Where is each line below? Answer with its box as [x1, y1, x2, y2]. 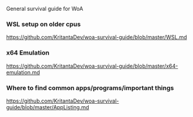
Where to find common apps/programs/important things [6, 83, 174, 92]
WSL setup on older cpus [6, 20, 81, 28]
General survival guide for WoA [6, 5, 83, 12]
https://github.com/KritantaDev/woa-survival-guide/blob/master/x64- [6, 62, 179, 70]
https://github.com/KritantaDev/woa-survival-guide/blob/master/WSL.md [6, 34, 188, 41]
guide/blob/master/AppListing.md [6, 103, 89, 110]
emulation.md [6, 68, 40, 76]
